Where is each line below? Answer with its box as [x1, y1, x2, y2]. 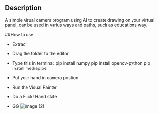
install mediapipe [12, 65, 47, 71]
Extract [12, 41, 27, 47]
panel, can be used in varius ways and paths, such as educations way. [5, 22, 148, 28]
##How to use [5, 31, 34, 37]
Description [5, 4, 42, 12]
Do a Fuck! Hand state [12, 93, 57, 99]
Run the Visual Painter [12, 84, 57, 90]
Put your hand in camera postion [12, 74, 79, 80]
